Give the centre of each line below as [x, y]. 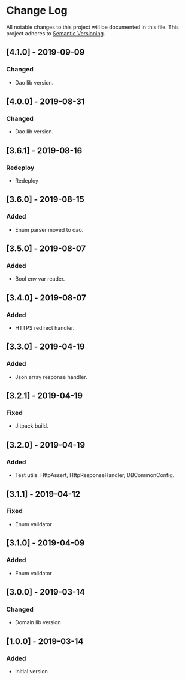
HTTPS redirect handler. [45, 328]
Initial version [31, 671]
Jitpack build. [32, 426]
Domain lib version [38, 622]
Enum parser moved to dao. [49, 229]
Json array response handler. [51, 377]
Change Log [37, 11]
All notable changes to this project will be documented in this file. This [93, 27]
